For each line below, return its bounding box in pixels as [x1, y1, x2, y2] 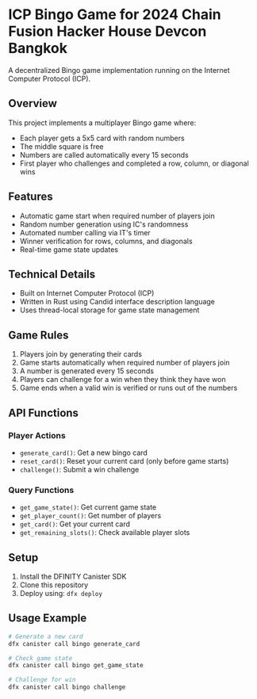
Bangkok [8, 40, 67, 57]
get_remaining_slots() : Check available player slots [19, 528, 190, 537]
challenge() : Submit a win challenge [19, 464, 140, 474]
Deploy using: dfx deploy [19, 588, 103, 598]
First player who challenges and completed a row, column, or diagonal [19, 159, 250, 168]
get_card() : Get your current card [19, 519, 131, 529]
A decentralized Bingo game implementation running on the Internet [8, 65, 230, 74]
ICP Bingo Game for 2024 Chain [8, 6, 221, 24]
